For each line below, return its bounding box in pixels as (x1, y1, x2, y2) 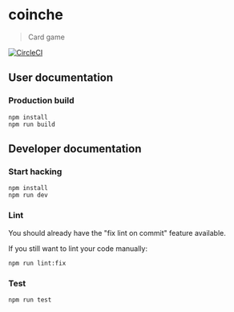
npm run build (8, 120, 56, 128)
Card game (27, 32, 66, 42)
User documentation (8, 71, 114, 85)
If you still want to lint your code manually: (8, 243, 148, 253)
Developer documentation (8, 142, 142, 156)
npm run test (8, 295, 52, 304)
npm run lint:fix (8, 259, 67, 267)
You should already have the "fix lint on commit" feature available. (8, 228, 227, 237)
